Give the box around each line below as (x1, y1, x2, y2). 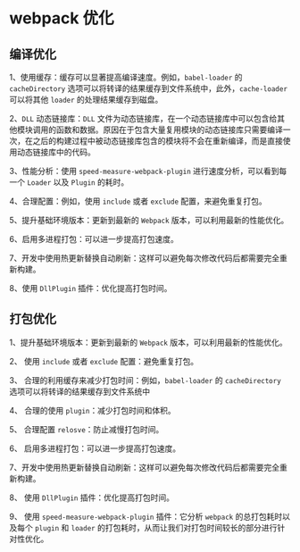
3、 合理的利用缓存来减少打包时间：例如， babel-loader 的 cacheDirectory (9, 374, 281, 385)
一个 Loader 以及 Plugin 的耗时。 (9, 177, 129, 188)
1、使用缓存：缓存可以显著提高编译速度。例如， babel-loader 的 (9, 72, 243, 82)
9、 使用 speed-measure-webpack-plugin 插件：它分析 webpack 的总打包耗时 (9, 511, 283, 522)
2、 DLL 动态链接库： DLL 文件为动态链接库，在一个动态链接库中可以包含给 (9, 113, 278, 123)
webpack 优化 (9, 8, 114, 29)
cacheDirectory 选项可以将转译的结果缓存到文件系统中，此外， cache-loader (9, 83, 288, 94)
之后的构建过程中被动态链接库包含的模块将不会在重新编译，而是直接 (32, 136, 283, 146)
